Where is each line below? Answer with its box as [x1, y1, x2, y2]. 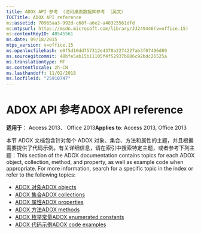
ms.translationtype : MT [6, 59, 66, 65]
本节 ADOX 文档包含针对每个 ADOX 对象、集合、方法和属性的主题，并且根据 [6, 137, 194, 144]
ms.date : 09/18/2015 [6, 37, 58, 42]
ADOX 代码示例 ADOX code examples [14, 221, 106, 228]
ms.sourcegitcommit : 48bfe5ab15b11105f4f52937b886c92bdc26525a [6, 53, 167, 59]
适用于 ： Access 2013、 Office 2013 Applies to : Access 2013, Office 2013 [6, 124, 187, 132]
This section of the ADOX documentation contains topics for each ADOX [17, 152, 195, 159]
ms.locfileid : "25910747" [6, 75, 71, 81]
